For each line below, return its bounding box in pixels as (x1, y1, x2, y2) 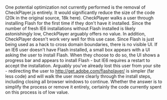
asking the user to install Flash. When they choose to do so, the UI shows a (5, 52, 160, 58)
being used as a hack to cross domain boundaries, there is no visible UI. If (5, 41, 157, 47)
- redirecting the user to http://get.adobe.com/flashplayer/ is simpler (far (5, 68, 154, 74)
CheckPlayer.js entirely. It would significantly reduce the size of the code (5, 9, 155, 15)
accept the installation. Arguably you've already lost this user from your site (5, 62, 161, 68)
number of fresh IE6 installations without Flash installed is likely (5, 25, 136, 31)
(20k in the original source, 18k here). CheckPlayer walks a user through (5, 15, 154, 20)
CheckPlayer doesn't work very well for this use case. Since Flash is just (5, 36, 154, 42)
